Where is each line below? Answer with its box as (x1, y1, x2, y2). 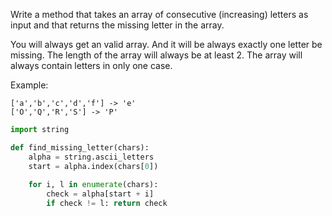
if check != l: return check (46, 199, 168, 209)
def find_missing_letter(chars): (10, 142, 150, 153)
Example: (10, 79, 49, 91)
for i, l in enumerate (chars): (28, 180, 159, 190)
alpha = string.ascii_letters (28, 152, 155, 162)
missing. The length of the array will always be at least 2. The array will (10, 49, 303, 61)
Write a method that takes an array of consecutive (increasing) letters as (10, 9, 309, 20)
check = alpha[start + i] (46, 189, 155, 199)
